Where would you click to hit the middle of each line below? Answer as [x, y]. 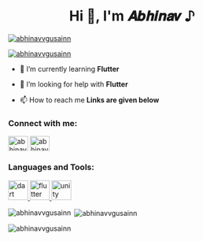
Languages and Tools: [51, 167]
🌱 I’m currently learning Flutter [69, 69]
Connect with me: [43, 123]
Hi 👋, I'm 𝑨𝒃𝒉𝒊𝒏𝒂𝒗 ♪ [132, 16]
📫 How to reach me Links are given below [89, 100]
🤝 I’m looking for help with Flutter [74, 84]
